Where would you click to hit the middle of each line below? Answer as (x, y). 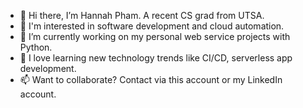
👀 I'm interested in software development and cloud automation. (152, 26)
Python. (36, 47)
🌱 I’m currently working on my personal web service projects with (155, 36)
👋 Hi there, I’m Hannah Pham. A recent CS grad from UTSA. (142, 15)
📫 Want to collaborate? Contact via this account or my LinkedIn (151, 79)
